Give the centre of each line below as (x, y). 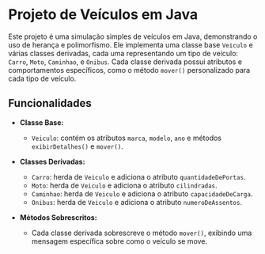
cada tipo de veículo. (42, 78)
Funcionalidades (50, 103)
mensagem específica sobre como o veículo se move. (119, 241)
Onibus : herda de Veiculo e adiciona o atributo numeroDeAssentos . (137, 202)
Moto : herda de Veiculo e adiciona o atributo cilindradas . (124, 185)
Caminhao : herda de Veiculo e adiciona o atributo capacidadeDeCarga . (142, 193)
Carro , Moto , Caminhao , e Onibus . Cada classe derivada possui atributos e (125, 62)
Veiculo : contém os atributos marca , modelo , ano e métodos (127, 138)
